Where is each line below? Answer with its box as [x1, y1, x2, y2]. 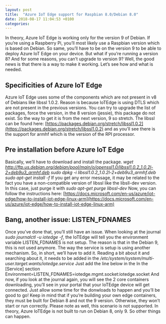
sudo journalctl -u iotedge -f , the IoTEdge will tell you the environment [5, 234, 149, 240]
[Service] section [5, 266, 41, 272]
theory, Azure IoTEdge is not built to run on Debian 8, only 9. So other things [5, 308, 161, 314]
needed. [5, 67, 22, 73]
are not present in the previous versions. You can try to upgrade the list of [5, 105, 156, 111]
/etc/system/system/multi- [100, 255, 155, 261]
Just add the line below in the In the [75, 260, 148, 266]
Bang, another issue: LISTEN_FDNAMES [5, 216, 131, 224]
